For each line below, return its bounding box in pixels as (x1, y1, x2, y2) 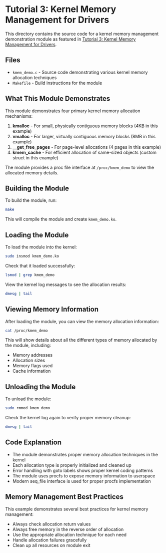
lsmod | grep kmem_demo (5, 272, 55, 278)
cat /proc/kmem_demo (5, 328, 48, 333)
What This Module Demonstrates (5, 94, 110, 103)
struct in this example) (12, 154, 58, 161)
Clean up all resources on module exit (12, 542, 91, 548)
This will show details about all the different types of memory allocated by (5, 337, 157, 343)
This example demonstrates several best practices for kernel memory (5, 506, 148, 512)
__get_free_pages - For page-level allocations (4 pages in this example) (12, 144, 161, 150)
